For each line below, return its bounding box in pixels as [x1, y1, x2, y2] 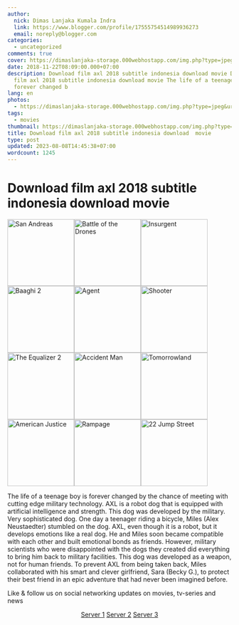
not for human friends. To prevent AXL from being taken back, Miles [7, 560, 207, 568]
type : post [7, 136, 40, 143]
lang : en [7, 90, 33, 97]
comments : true [7, 51, 53, 58]
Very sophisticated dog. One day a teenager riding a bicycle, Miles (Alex [7, 514, 219, 523]
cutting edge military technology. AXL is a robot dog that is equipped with [7, 499, 223, 508]
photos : [7, 97, 31, 104]
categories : [7, 37, 43, 44]
